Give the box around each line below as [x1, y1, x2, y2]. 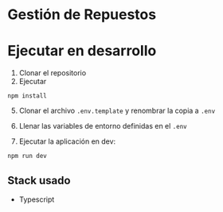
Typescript [18, 195, 55, 204]
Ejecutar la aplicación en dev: [18, 137, 116, 146]
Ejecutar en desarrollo [7, 42, 157, 60]
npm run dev [7, 152, 47, 160]
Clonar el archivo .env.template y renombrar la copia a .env [18, 106, 216, 116]
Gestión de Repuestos [7, 6, 157, 24]
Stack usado [7, 173, 71, 187]
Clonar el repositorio [18, 68, 87, 78]
